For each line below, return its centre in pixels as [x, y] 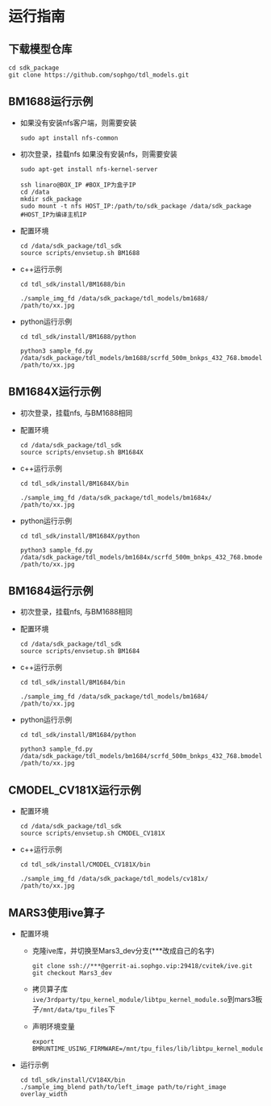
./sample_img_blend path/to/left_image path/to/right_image [123, 1087]
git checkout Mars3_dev [72, 974]
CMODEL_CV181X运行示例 [75, 790]
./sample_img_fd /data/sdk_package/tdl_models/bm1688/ [114, 298]
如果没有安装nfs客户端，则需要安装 [78, 123]
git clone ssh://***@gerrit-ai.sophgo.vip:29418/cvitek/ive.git [142, 966]
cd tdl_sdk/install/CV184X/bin [73, 1080]
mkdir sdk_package [51, 199]
